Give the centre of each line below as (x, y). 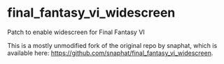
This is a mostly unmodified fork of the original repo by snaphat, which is (112, 45)
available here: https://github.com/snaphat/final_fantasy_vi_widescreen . (110, 53)
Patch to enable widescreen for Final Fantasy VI (76, 32)
